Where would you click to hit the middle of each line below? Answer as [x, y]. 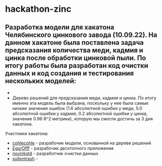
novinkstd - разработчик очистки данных [55, 153]
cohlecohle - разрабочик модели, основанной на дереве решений [81, 143]
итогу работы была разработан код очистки [77, 66]
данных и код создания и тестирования [69, 73]
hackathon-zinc [38, 9]
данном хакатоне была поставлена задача [74, 42]
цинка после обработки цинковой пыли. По [76, 58]
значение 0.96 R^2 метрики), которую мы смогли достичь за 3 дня [82, 119]
